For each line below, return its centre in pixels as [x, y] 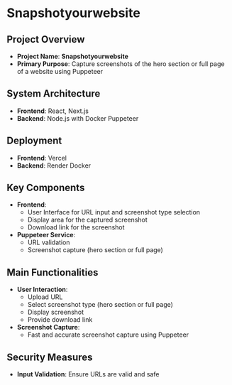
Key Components [46, 188]
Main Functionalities [53, 272]
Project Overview [46, 39]
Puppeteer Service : [46, 235]
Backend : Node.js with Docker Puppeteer [78, 118]
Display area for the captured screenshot [88, 220]
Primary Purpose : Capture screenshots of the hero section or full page [121, 64]
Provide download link [60, 320]
